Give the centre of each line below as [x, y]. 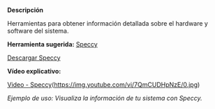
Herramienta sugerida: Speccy [52, 44]
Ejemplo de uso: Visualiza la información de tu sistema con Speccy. [105, 98]
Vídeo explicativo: [34, 71]
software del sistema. [38, 31]
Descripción [25, 10]
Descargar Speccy [34, 58]
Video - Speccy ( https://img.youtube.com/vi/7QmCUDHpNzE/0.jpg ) [104, 85]
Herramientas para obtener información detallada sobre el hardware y [107, 23]
